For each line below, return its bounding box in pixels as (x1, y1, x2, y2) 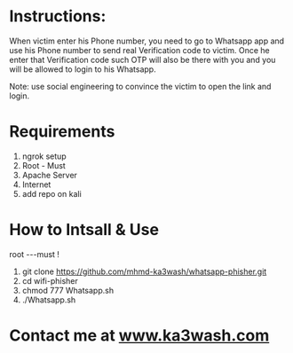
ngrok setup (21, 151, 67, 161)
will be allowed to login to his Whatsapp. (9, 64, 157, 75)
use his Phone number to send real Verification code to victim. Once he (9, 44, 271, 55)
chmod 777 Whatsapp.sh (21, 285, 114, 295)
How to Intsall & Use (9, 220, 160, 240)
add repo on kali (21, 188, 82, 199)
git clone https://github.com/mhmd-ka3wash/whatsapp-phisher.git (21, 266, 267, 277)
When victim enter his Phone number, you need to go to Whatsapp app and (9, 35, 285, 46)
